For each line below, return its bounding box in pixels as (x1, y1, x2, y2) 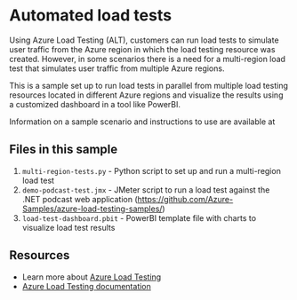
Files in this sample (9, 142, 118, 157)
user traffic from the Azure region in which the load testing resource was (9, 43, 276, 54)
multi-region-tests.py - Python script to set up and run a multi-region (21, 165, 282, 176)
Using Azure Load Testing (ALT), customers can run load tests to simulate (9, 35, 279, 45)
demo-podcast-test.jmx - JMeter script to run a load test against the (21, 184, 270, 195)
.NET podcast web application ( (21, 193, 138, 204)
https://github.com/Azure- (137, 193, 234, 204)
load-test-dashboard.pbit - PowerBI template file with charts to (21, 212, 256, 223)
